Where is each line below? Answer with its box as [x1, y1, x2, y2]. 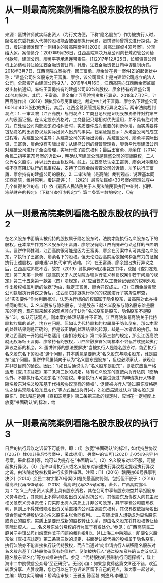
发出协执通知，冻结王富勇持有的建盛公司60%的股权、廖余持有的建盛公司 [5, 86, 151, 92]
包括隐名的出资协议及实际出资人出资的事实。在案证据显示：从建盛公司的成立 [5, 129, 158, 134]
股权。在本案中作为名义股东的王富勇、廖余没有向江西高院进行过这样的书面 [5, 241, 154, 247]
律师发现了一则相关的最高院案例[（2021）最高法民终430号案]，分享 [21, 44, 156, 49]
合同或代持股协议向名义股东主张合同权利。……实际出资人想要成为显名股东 [9, 512, 157, 518]
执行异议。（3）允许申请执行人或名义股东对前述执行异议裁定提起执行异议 [9, 463, 154, 469]
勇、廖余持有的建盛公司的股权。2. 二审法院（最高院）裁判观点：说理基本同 [5, 171, 155, 177]
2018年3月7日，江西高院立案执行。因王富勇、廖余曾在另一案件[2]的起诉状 [5, 68, 153, 74]
